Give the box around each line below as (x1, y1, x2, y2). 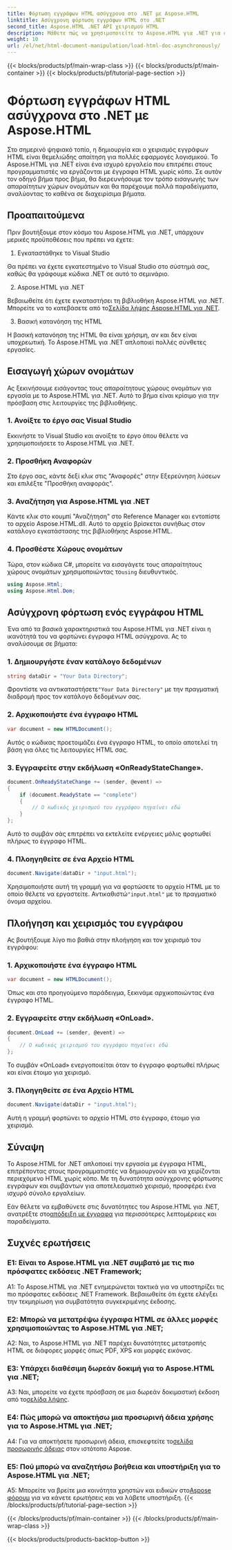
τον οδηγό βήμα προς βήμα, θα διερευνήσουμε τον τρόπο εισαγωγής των (7, 175, 219, 183)
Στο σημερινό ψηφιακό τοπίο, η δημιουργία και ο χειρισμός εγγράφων (7, 145, 209, 153)
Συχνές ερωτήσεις (7, 1238, 91, 1249)
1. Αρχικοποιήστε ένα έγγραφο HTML (7, 960, 137, 970)
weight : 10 (7, 36, 39, 43)
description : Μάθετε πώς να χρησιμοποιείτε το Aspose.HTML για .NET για (7, 29, 221, 37)
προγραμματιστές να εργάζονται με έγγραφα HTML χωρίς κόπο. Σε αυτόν (7, 167, 222, 175)
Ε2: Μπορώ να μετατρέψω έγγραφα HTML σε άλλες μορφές (7, 1314, 219, 1324)
